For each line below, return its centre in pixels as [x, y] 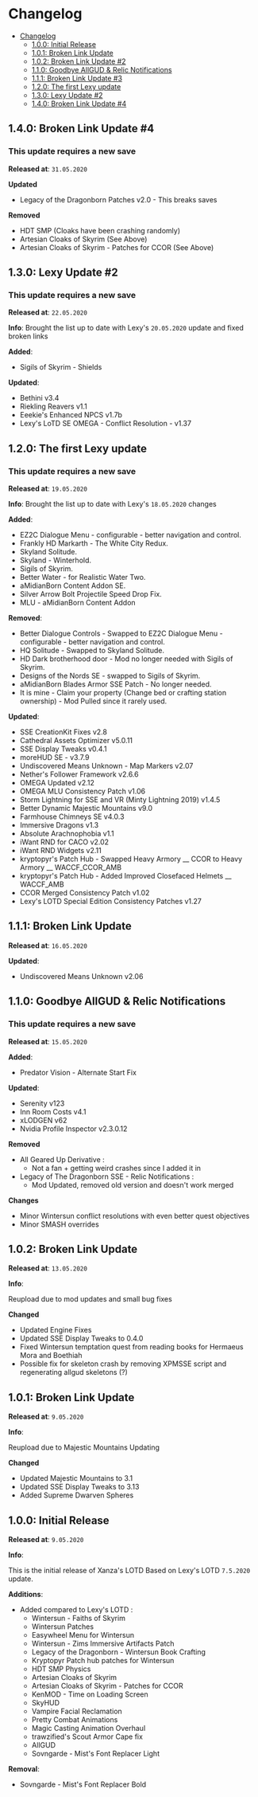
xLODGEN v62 [43, 1120]
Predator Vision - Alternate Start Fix [78, 1072]
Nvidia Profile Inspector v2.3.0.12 [73, 1129]
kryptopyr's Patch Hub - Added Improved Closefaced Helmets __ [125, 876]
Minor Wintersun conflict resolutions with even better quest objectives [135, 1216]
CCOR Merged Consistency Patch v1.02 [85, 893]
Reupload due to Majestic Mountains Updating [84, 1447]
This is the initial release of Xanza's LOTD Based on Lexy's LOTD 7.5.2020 [129, 1570]
